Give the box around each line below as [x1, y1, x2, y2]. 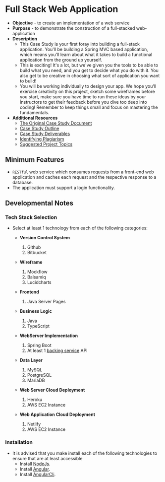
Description [12, 36, 37, 42]
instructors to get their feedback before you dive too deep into [19, 99, 147, 105]
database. [12, 179, 33, 185]
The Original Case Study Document [19, 120, 92, 126]
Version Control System [19, 235, 70, 241]
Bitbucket [27, 250, 47, 256]
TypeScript [27, 323, 50, 329]
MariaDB [27, 377, 45, 383]
